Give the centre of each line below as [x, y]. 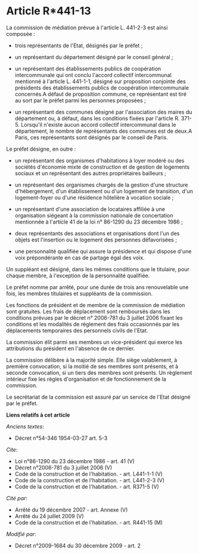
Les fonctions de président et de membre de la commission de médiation [96, 305]
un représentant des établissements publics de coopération [88, 68]
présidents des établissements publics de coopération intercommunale [102, 87]
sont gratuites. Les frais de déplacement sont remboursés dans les [88, 311]
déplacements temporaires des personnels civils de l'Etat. [77, 330]
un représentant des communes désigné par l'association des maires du [103, 112]
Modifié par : [21, 534]
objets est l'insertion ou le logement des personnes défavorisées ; [96, 240]
